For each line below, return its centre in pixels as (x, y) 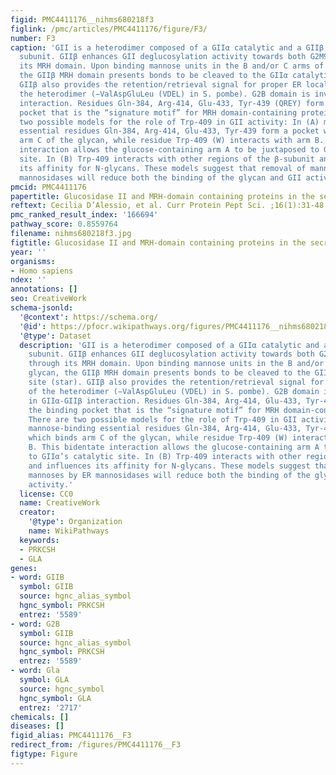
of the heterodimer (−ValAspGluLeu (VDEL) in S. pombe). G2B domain (174, 391)
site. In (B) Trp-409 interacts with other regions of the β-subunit (167, 159)
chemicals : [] (40, 717)
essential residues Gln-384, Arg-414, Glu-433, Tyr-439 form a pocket (169, 131)
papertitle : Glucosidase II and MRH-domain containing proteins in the (162, 196)
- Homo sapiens (42, 271)
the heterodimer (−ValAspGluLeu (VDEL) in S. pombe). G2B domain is (165, 94)
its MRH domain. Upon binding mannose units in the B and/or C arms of (172, 66)
